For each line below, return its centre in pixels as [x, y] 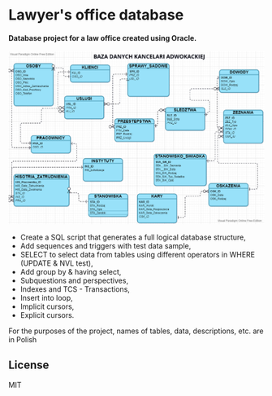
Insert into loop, [46, 297]
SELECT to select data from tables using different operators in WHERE [138, 254]
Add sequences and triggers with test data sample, [106, 245]
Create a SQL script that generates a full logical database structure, [133, 237]
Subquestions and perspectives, [74, 280]
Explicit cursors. [47, 315]
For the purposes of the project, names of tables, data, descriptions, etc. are [136, 331]
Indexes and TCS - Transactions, [75, 289]
